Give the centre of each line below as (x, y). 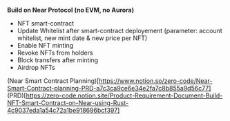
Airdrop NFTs (36, 67)
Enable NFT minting (45, 45)
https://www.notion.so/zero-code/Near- (156, 81)
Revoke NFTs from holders (55, 53)
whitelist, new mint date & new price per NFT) (82, 38)
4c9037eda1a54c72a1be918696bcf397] (64, 110)
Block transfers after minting (58, 60)
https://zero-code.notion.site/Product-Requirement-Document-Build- (124, 95)
